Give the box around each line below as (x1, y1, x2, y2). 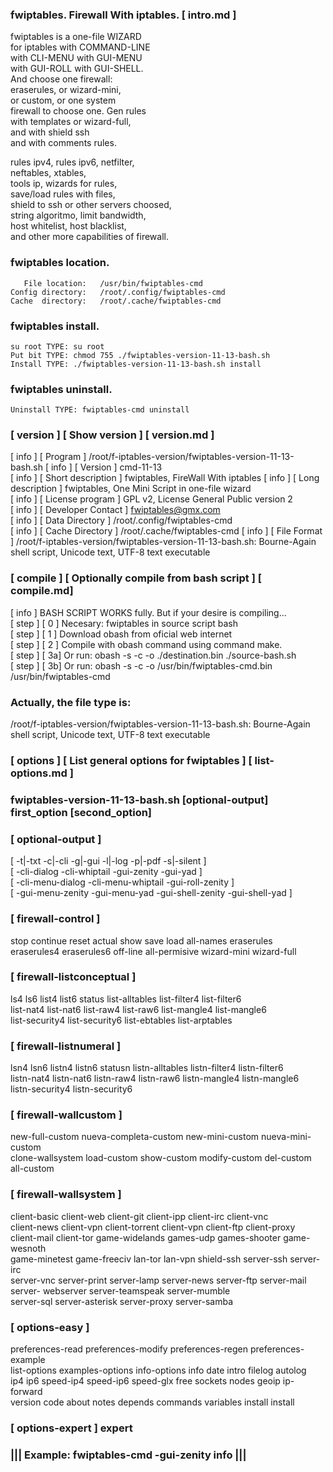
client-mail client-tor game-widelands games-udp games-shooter (10, 1231, 282, 1243)
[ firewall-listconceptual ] (10, 970, 137, 984)
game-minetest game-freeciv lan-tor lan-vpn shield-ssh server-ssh (10, 1253, 288, 1265)
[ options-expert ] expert (10, 1421, 133, 1435)
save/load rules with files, (10, 188, 116, 200)
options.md (10, 766, 68, 780)
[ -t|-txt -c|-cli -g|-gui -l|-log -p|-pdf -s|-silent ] (10, 855, 207, 867)
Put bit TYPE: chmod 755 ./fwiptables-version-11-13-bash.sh (10, 350, 271, 360)
